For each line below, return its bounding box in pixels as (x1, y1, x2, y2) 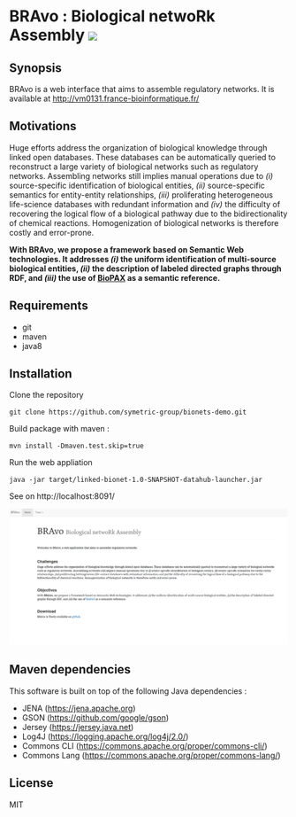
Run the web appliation (9, 457, 93, 468)
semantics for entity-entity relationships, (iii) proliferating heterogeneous (9, 189, 274, 200)
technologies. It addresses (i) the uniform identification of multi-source (9, 253, 277, 264)
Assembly (9, 25, 86, 45)
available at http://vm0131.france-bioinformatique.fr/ (9, 93, 200, 104)
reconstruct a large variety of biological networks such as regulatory (9, 161, 259, 172)
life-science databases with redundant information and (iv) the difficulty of (9, 198, 281, 209)
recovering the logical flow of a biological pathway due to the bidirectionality (9, 208, 288, 219)
